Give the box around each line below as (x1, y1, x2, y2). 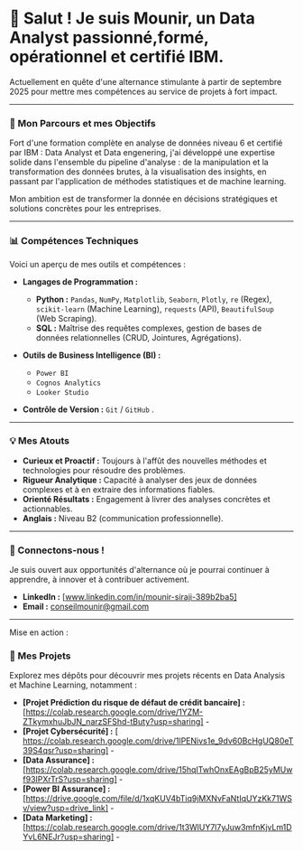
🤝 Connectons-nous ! (9, 544, 106, 556)
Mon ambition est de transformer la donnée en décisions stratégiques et (9, 193, 278, 204)
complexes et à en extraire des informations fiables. (22, 483, 216, 495)
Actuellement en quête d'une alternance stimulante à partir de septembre (9, 76, 282, 87)
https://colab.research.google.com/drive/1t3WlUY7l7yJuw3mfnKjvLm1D (25, 822, 292, 833)
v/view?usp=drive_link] (22, 803, 109, 814)
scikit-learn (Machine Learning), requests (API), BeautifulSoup (35, 303, 275, 314)
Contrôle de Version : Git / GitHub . (22, 404, 155, 415)
